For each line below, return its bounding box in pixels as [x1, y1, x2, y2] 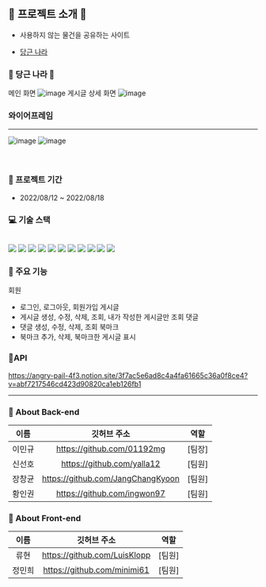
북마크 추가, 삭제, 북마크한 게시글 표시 [19, 332, 136, 342]
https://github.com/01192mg [55, 443, 166, 454]
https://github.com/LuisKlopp [42, 550, 151, 561]
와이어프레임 [8, 110, 54, 122]
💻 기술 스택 [8, 214, 51, 225]
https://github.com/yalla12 [61, 458, 161, 469]
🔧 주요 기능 [8, 265, 47, 276]
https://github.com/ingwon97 [55, 488, 166, 499]
